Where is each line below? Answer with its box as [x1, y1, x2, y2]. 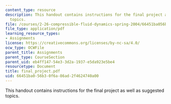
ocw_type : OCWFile [5, 45, 44, 50]
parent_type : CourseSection [5, 54, 65, 60]
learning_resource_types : [5, 31, 60, 36]
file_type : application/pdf [5, 26, 65, 31]
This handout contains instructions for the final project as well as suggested [5, 87, 164, 93]
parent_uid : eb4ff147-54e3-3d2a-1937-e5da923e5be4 [5, 59, 115, 64]
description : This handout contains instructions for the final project [5, 12, 163, 17]
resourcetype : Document [5, 64, 56, 69]
